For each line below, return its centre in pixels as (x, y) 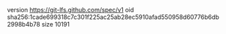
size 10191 (56, 24)
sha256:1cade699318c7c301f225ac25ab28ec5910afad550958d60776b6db (113, 17)
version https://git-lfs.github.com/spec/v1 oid (71, 10)
